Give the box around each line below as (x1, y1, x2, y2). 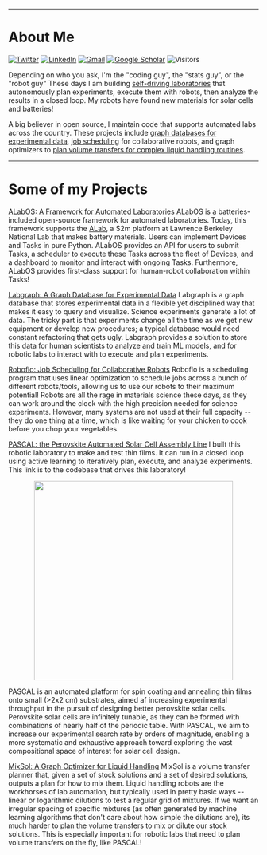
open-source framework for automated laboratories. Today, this (38, 215, 247, 224)
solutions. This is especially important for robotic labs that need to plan (8, 829, 241, 838)
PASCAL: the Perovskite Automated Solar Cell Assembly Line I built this (8, 439, 241, 449)
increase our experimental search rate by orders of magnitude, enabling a (8, 729, 250, 739)
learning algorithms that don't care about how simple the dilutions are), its (8, 812, 250, 822)
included (8, 215, 37, 224)
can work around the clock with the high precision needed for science (8, 398, 238, 408)
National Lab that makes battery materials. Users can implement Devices (8, 232, 246, 242)
